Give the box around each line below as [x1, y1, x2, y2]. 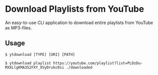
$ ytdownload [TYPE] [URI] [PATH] [5, 52, 76, 57]
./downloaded [66, 65, 93, 70]
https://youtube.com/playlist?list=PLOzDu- [53, 60, 143, 66]
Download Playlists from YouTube [5, 3, 144, 15]
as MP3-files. [5, 25, 32, 30]
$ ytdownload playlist [5, 60, 51, 66]
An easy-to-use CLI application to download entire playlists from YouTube [5, 20, 154, 25]
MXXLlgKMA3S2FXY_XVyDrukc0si [5, 65, 64, 70]
